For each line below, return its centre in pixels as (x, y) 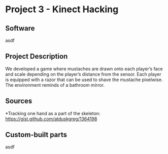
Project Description (37, 56)
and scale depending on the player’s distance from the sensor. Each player (83, 74)
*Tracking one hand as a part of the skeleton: (53, 113)
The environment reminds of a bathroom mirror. (55, 85)
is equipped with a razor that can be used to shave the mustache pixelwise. (84, 80)
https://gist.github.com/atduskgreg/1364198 (51, 119)
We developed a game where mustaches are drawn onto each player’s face (84, 69)
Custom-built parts (36, 135)
